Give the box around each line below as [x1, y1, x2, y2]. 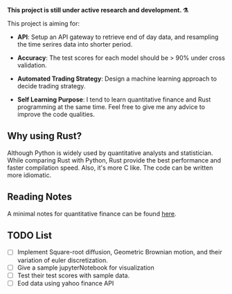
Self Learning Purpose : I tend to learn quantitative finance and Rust [17, 95, 211, 104]
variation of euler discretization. [17, 256, 109, 264]
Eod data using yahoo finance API [17, 279, 114, 287]
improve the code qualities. [17, 111, 95, 118]
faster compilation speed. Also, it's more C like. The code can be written [7, 163, 213, 172]
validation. [17, 61, 47, 69]
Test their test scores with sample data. [17, 271, 130, 279]
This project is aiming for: [7, 19, 80, 27]
